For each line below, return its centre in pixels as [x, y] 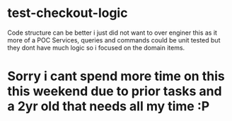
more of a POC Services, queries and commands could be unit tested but [114, 40]
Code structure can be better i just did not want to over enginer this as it [112, 33]
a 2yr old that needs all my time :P [109, 106]
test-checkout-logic [68, 13]
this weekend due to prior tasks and [115, 92]
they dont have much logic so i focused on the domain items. [96, 47]
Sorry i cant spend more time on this [116, 76]
